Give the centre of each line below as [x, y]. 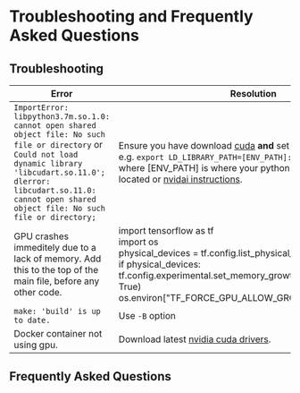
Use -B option [147, 316]
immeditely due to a [55, 248]
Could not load [46, 154]
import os [138, 242]
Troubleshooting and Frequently [131, 17]
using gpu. [36, 345]
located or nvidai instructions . [180, 179]
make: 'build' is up [57, 311]
